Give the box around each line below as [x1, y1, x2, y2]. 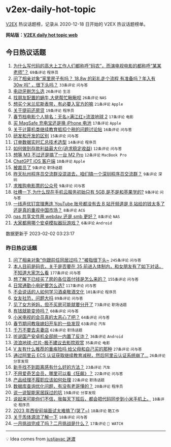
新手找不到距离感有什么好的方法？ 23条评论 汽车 [13, 364, 111, 370]
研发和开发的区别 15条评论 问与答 [13, 132, 79, 138]
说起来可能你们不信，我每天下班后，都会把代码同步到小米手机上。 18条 [13, 396, 161, 402]
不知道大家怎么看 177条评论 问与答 [13, 270, 81, 276]
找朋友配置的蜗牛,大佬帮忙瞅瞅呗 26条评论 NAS [13, 94, 107, 100]
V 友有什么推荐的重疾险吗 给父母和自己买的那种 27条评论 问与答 [13, 346, 142, 352]
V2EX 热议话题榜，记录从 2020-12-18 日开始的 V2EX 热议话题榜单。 [6, 21, 149, 27]
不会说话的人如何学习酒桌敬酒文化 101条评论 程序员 [13, 289, 117, 295]
